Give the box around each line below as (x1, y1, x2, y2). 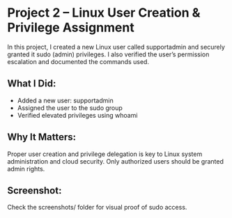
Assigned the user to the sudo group (17, 103, 123, 112)
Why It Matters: (7, 131, 77, 143)
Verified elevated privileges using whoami (17, 111, 138, 119)
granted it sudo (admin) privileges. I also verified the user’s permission (7, 50, 210, 59)
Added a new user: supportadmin (17, 96, 114, 104)
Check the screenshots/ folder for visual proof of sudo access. (7, 203, 187, 212)
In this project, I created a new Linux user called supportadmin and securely (7, 42, 225, 51)
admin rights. (7, 164, 45, 173)
